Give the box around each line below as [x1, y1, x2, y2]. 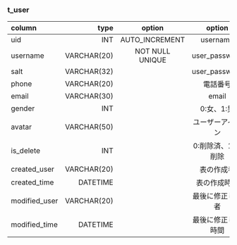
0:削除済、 [193, 141, 228, 151]
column [11, 23, 37, 33]
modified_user [11, 196, 59, 206]
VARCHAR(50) [64, 122, 114, 132]
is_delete [11, 146, 41, 156]
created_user [11, 164, 55, 174]
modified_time [11, 220, 58, 230]
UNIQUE [138, 55, 167, 65]
